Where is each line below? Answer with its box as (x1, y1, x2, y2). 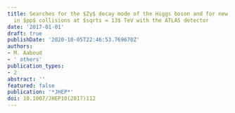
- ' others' (7, 56, 42, 63)
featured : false (7, 82, 55, 89)
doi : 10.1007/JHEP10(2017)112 (7, 95, 96, 102)
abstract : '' (7, 75, 46, 83)
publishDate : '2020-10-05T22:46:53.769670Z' (7, 36, 140, 44)
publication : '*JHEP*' (7, 88, 74, 95)
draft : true (7, 29, 42, 37)
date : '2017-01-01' (7, 23, 65, 30)
